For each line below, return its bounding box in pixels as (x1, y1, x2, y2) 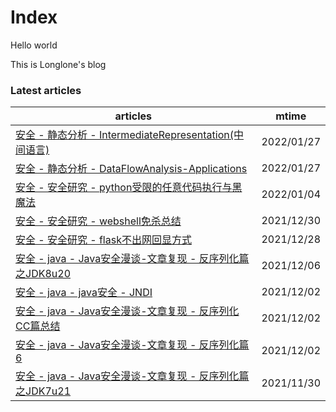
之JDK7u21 (15, 384, 72, 398)
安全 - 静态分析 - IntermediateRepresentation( (15, 128, 234, 142)
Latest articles (10, 83, 82, 97)
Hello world (10, 39, 58, 51)
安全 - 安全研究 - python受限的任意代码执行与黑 (15, 181, 243, 195)
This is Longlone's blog (10, 58, 107, 70)
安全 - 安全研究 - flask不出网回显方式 (15, 233, 192, 247)
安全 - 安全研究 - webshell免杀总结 (15, 214, 182, 228)
